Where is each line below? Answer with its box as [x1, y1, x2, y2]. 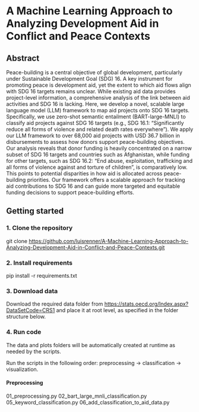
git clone [6, 237, 28, 244]
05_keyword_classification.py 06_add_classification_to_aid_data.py [6, 398, 170, 405]
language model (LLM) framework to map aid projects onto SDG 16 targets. [6, 107, 190, 114]
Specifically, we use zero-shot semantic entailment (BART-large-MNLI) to [6, 113, 186, 120]
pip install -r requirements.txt [6, 272, 77, 279]
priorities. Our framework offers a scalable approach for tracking [27, 177, 185, 183]
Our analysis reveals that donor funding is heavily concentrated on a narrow [6, 144, 192, 152]
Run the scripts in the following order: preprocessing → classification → [6, 359, 181, 366]
